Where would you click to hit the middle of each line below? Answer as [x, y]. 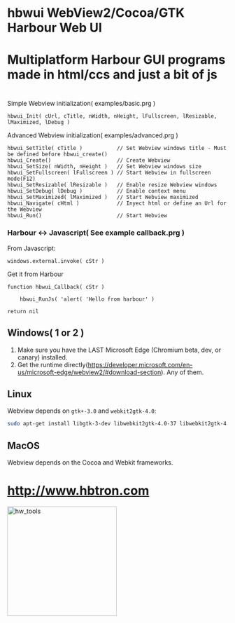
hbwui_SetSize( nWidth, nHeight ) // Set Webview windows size [104, 166]
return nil [23, 311]
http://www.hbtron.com [78, 491]
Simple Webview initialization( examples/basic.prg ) [81, 103]
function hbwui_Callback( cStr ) [56, 287]
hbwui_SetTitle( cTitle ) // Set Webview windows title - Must [117, 148]
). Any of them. [182, 372]
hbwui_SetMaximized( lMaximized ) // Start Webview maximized [103, 197]
